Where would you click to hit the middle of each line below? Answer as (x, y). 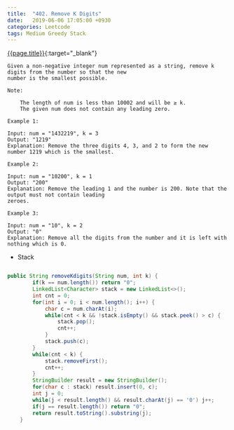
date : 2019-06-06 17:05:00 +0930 (59, 20)
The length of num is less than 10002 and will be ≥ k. (103, 103)
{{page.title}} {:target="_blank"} (52, 53)
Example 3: (23, 214)
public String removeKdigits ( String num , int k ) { (83, 276)
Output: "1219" (29, 140)
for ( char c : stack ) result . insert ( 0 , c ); (95, 387)
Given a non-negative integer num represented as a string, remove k (111, 66)
